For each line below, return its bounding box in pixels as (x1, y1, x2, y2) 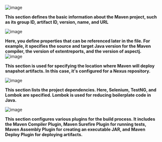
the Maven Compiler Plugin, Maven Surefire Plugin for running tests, (5, 122, 146, 127)
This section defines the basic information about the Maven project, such (5, 14, 157, 19)
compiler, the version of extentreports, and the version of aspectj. (5, 49, 142, 54)
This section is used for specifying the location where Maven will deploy (5, 63, 155, 69)
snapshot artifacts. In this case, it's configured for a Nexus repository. (5, 68, 151, 74)
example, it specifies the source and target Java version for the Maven (5, 43, 151, 49)
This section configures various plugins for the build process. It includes (5, 116, 155, 122)
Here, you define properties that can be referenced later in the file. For (5, 38, 150, 44)
